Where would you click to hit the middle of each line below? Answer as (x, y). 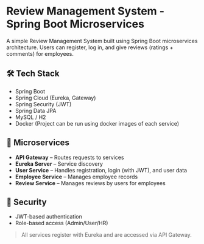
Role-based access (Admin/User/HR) (62, 223)
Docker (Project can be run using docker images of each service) (97, 123)
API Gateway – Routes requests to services (69, 157)
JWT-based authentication (48, 217)
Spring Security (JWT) (43, 104)
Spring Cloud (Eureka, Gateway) (55, 98)
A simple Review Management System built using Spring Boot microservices (102, 41)
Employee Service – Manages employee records (76, 177)
